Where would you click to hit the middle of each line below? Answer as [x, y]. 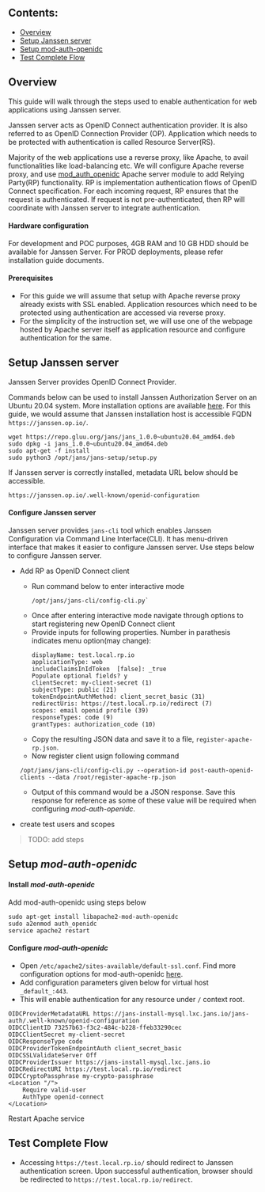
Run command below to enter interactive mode [108, 587]
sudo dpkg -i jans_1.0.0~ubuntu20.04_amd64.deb [88, 444]
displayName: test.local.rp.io [83, 655]
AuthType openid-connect [63, 1097]
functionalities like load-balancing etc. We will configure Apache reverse [126, 165]
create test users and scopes [67, 824]
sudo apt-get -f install [49, 450]
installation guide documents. [56, 260]
